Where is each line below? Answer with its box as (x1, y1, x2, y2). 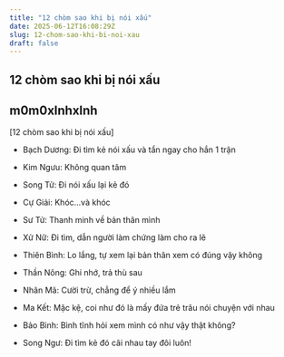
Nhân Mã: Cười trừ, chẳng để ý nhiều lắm (22, 285, 177, 295)
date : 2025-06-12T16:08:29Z (9, 22, 116, 31)
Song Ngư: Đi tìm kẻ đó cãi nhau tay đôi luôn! (22, 337, 192, 349)
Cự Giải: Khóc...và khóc (22, 197, 111, 208)
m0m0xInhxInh (9, 103, 98, 119)
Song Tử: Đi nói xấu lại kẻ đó (22, 179, 130, 190)
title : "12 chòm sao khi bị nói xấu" (9, 13, 152, 23)
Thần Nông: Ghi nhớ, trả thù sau (22, 267, 143, 278)
